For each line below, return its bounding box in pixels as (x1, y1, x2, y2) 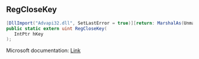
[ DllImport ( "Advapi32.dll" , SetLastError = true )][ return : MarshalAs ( (6, 20, 184, 26)
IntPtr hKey (14, 31, 44, 37)
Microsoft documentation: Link (6, 47, 81, 54)
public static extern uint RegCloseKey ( (6, 26, 108, 32)
